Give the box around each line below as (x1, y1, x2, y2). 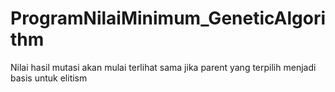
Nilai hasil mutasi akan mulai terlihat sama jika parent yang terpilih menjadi (10, 61, 317, 73)
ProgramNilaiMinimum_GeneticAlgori (10, 7, 327, 30)
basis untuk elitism (10, 72, 88, 84)
